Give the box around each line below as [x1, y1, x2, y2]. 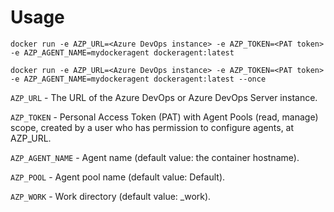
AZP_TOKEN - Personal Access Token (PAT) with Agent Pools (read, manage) [10, 111, 319, 123]
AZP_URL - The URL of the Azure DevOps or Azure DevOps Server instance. [10, 91, 318, 103]
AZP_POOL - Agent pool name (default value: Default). [10, 171, 226, 183]
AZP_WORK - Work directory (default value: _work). [10, 190, 212, 202]
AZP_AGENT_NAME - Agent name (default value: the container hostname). [10, 151, 300, 163]
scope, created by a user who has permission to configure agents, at [10, 121, 295, 133]
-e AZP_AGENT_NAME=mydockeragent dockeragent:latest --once [10, 74, 267, 84]
